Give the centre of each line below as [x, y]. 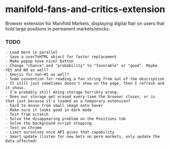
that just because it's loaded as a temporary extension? [68, 101]
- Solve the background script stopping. [50, 123]
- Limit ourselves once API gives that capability [60, 132]
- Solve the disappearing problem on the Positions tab [65, 119]
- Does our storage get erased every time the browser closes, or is [80, 97]
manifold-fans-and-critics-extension [85, 9]
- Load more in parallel [31, 52]
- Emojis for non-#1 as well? [37, 75]
